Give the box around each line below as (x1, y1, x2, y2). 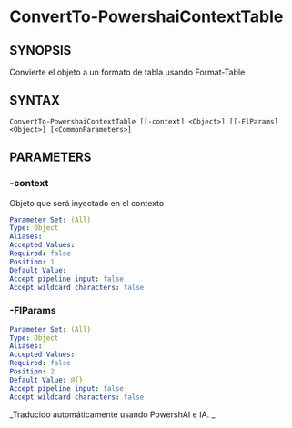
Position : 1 (9, 257, 55, 266)
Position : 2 (9, 367, 55, 376)
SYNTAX (9, 93, 61, 108)
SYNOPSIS (9, 43, 72, 58)
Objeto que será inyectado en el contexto (9, 197, 165, 208)
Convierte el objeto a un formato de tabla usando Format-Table (9, 66, 246, 77)
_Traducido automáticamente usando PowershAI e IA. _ (9, 409, 216, 420)
